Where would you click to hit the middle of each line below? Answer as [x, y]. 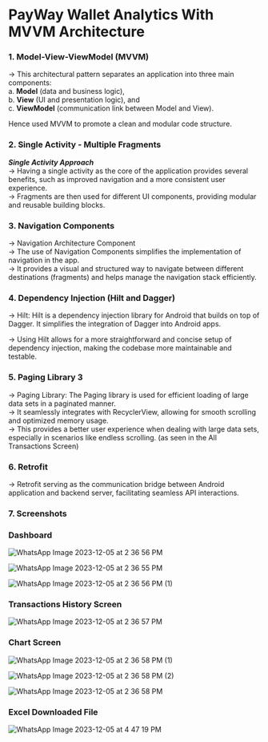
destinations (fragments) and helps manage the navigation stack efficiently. [133, 278]
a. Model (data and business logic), [67, 91]
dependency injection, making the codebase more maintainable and [120, 348]
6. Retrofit [28, 467]
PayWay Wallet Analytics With [111, 15]
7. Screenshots [38, 513]
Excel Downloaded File [53, 712]
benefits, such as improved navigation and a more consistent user [117, 179]
